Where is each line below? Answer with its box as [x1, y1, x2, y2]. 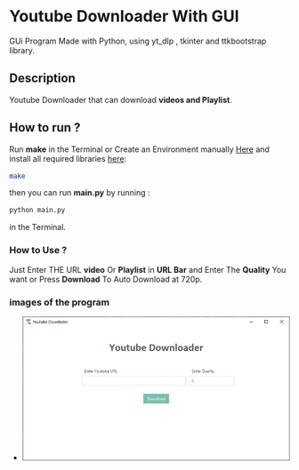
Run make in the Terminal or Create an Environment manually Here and [9, 144, 270, 155]
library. [9, 44, 36, 55]
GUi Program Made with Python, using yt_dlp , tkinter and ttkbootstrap [9, 36, 267, 46]
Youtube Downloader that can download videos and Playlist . [9, 94, 233, 105]
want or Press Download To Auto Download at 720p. [9, 274, 203, 284]
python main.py [9, 206, 66, 215]
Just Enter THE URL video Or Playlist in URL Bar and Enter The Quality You [9, 264, 287, 275]
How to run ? [9, 120, 81, 135]
